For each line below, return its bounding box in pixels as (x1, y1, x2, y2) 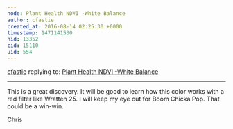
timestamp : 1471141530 (7, 29, 73, 37)
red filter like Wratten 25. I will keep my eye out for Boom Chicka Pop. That (7, 95, 220, 103)
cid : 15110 (7, 42, 39, 49)
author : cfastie (7, 17, 54, 23)
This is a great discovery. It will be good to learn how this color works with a (7, 87, 224, 95)
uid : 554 (7, 49, 33, 56)
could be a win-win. (7, 101, 64, 110)
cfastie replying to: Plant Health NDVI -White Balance (7, 67, 159, 76)
